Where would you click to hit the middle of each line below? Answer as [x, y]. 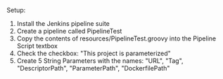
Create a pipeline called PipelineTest [69, 31]
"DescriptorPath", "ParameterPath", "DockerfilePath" [93, 68]
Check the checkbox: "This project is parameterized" [94, 53]
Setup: [16, 10]
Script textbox [37, 46]
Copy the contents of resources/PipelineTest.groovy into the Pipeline [116, 38]
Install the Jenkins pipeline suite [63, 23]
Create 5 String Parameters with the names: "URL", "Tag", [100, 61]
